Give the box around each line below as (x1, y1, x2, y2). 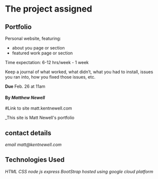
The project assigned (5, 3, 93, 15)
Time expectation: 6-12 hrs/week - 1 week (5, 60, 89, 65)
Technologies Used (5, 156, 64, 164)
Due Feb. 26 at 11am (5, 83, 46, 89)
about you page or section (12, 45, 65, 50)
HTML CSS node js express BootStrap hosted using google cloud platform (5, 168, 154, 174)
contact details (5, 129, 52, 137)
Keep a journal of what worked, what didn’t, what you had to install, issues (5, 69, 154, 75)
